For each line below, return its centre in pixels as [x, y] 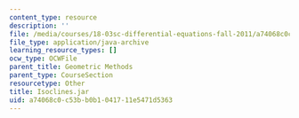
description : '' [39, 26]
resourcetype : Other [48, 83]
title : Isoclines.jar [49, 91]
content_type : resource [53, 17]
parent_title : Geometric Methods [71, 67]
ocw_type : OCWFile [43, 59]
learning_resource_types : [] [63, 51]
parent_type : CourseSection [61, 75]
